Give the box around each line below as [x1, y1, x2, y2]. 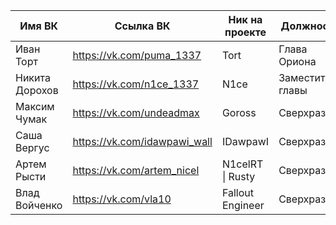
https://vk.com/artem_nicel [72, 164, 200, 177]
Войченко [15, 199, 63, 212]
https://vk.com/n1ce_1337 [72, 77, 200, 91]
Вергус [15, 141, 50, 154]
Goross [221, 106, 257, 119]
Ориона [278, 55, 317, 68]
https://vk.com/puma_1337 [72, 49, 202, 62]
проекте [224, 25, 267, 39]
